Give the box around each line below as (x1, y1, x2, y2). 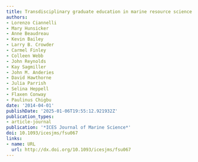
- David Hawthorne (6, 75, 52, 81)
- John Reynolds (6, 58, 46, 64)
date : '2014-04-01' (6, 102, 55, 109)
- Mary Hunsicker (6, 25, 49, 31)
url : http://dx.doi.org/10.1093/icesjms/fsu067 (11, 147, 132, 153)
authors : (6, 14, 28, 20)
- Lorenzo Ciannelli (6, 20, 58, 26)
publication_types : (6, 113, 55, 119)
